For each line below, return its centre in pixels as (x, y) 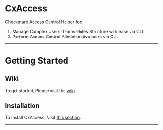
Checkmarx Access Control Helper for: (44, 22)
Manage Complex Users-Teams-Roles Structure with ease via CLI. (78, 31)
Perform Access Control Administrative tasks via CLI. (65, 37)
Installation (22, 106)
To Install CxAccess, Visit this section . (43, 117)
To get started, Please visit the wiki (40, 90)
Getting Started (37, 61)
